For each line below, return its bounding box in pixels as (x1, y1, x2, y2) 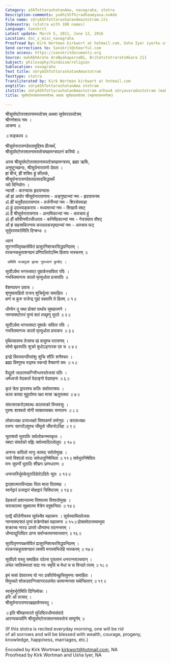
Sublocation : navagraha (5, 64, 56, 69)
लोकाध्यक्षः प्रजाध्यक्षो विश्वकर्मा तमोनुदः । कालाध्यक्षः (5, 417, 85, 423)
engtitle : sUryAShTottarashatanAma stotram (5, 83, 99, 88)
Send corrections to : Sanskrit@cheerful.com (5, 45, 101, 50)
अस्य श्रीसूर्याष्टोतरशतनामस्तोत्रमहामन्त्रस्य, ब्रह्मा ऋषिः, (5, 159, 90, 165)
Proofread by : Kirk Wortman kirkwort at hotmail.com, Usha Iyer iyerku (5, 41, 160, 46)
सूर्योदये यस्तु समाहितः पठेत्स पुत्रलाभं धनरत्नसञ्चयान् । (5, 556, 93, 563)
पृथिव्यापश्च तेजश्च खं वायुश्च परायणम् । (5, 338, 69, 344)
